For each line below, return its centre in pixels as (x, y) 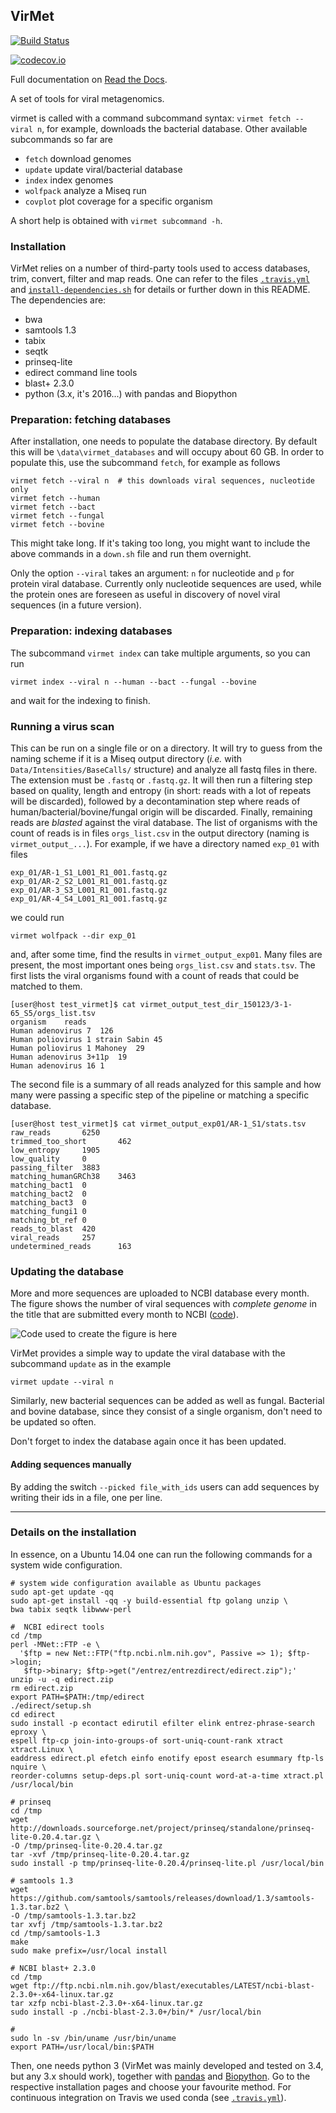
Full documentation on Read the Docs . (89, 79)
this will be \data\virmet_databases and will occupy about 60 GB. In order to (167, 452)
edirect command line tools (81, 373)
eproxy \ (28, 1732)
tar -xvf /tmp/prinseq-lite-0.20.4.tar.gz (100, 1854)
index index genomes (69, 180)
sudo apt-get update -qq (62, 1592)
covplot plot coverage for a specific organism (118, 201)
